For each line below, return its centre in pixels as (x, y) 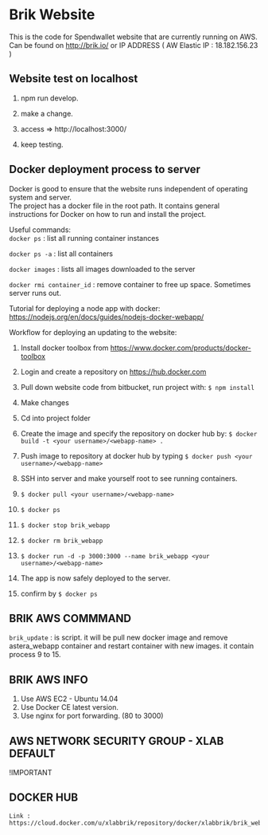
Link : (20, 816)
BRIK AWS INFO (49, 679)
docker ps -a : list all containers (61, 254)
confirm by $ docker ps (59, 593)
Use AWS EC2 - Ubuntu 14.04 (69, 699)
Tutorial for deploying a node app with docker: (85, 308)
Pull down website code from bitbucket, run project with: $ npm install (138, 387)
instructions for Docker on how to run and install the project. (107, 214)
